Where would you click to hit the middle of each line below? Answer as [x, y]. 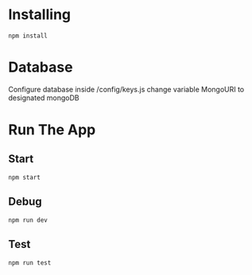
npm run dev [28, 220]
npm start [25, 177]
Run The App [52, 130]
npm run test [30, 263]
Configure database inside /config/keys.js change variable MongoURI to [126, 89]
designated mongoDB [44, 98]
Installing [40, 15]
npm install [28, 36]
